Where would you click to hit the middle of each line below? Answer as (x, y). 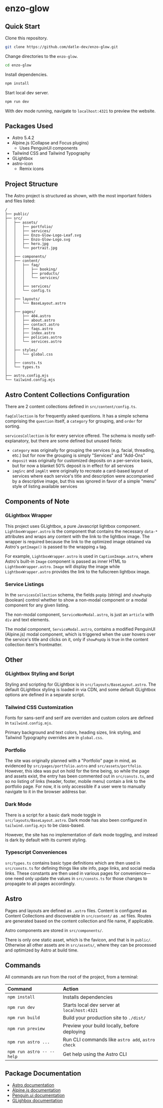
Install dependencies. (26, 74)
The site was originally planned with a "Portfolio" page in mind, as (71, 761)
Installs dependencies (88, 997)
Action (71, 989)
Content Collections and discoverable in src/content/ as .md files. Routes (78, 916)
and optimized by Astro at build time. (42, 950)
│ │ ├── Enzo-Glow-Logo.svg (38, 240)
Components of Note (37, 502)
